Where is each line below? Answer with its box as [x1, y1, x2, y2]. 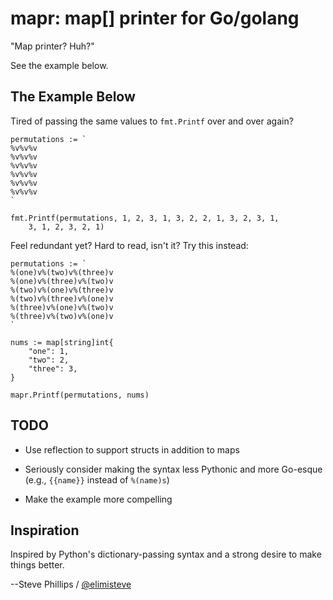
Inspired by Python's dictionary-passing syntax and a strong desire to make [10, 548, 322, 561]
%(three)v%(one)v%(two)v [10, 302, 114, 312]
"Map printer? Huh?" [10, 40, 95, 52]
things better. [10, 559, 65, 571]
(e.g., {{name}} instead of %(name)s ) [24, 473, 170, 486]
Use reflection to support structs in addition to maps [24, 443, 240, 456]
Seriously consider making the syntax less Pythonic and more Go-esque [24, 463, 323, 475]
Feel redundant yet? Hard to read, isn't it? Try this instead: [10, 239, 249, 251]
